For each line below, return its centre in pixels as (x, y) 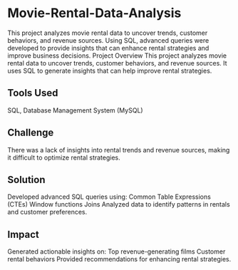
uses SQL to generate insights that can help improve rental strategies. (110, 71)
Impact (23, 234)
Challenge (31, 133)
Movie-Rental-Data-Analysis (94, 13)
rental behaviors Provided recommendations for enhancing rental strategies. (119, 259)
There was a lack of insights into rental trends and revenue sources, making (119, 150)
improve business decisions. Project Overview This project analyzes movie (117, 56)
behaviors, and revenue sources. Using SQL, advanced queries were (108, 40)
